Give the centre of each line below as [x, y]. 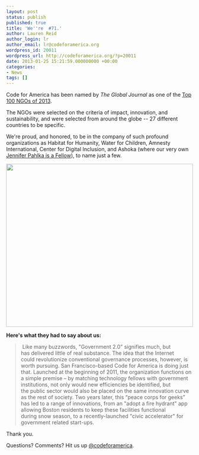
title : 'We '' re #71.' [34, 28]
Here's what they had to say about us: [54, 335]
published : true [26, 23]
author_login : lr [28, 39]
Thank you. [20, 434]
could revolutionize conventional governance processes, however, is [104, 359]
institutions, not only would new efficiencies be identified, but [95, 385]
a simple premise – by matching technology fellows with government [104, 378]
